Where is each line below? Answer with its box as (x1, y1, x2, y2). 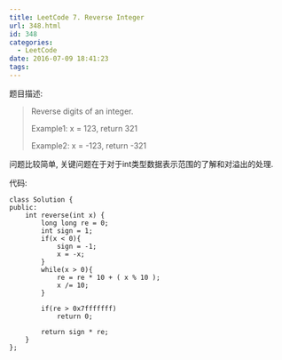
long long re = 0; (41, 219, 109, 228)
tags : (9, 63, 29, 72)
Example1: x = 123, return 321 (30, 123, 138, 133)
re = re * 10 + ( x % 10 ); (56, 273, 161, 282)
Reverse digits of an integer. (30, 106, 134, 116)
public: (9, 203, 38, 212)
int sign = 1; (41, 226, 93, 236)
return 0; (56, 312, 93, 321)
